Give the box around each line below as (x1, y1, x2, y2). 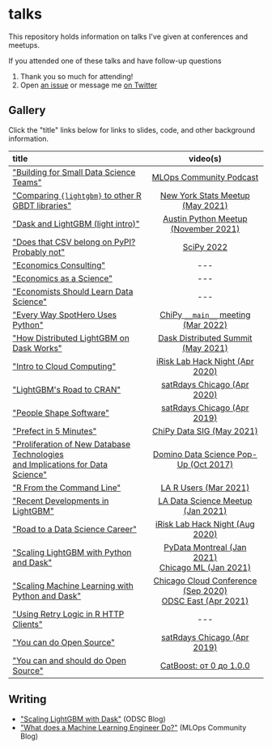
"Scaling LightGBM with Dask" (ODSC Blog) (19, 713, 166, 724)
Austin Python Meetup (163, 213, 249, 224)
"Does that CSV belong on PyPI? (12, 236, 136, 248)
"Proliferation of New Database (12, 438, 131, 450)
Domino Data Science (152, 448, 236, 459)
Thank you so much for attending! (19, 71, 134, 81)
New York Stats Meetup (160, 189, 251, 201)
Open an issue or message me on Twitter (19, 80, 158, 90)
